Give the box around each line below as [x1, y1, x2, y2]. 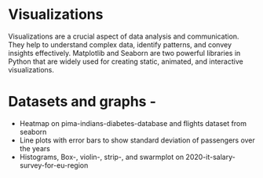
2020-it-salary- [185, 152, 236, 161]
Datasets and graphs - [8, 93, 157, 111]
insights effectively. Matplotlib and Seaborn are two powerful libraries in [8, 48, 241, 57]
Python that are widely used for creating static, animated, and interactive [8, 57, 243, 66]
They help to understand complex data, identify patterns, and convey [8, 39, 232, 49]
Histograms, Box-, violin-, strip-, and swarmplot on [19, 152, 184, 161]
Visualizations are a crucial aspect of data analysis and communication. [8, 32, 239, 41]
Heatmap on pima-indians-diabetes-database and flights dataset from [19, 118, 247, 128]
